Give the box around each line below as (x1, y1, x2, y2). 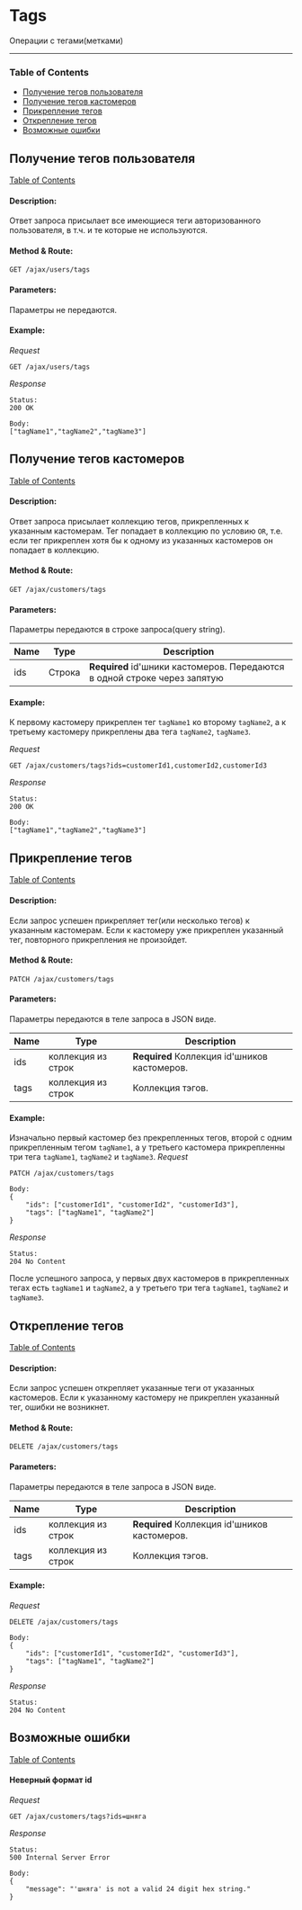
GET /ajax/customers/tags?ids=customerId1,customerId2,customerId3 (9, 761, 268, 770)
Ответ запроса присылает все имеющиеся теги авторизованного (9, 215, 262, 226)
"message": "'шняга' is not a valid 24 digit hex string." (25, 1884, 252, 1894)
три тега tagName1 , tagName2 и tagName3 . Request (9, 1152, 189, 1162)
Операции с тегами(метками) (9, 35, 124, 46)
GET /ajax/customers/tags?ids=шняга (9, 1812, 147, 1821)
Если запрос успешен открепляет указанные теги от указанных (9, 1383, 254, 1394)
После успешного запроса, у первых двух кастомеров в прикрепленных (9, 1273, 289, 1284)
